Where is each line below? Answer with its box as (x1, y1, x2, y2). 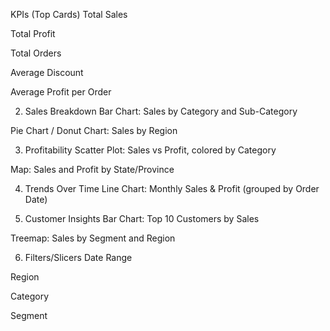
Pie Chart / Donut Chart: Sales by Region (10, 125, 178, 136)
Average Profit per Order (10, 86, 112, 98)
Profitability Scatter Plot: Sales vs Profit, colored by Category (24, 144, 277, 156)
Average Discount (10, 67, 84, 78)
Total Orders (10, 47, 62, 59)
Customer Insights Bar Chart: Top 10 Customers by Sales (24, 213, 260, 224)
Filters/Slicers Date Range (24, 252, 133, 263)
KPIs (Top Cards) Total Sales (10, 9, 128, 20)
